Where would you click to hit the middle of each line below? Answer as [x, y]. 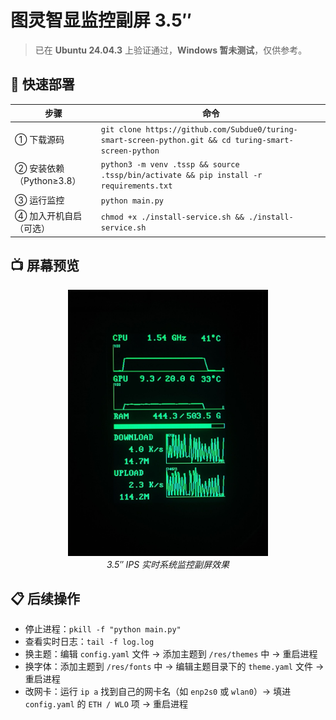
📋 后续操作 [45, 599]
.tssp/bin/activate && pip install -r [181, 175]
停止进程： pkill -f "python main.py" [103, 629]
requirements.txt [136, 186]
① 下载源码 [39, 139]
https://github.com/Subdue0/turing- [221, 129]
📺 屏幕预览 [45, 266]
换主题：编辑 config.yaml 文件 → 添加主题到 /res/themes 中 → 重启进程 [171, 654]
